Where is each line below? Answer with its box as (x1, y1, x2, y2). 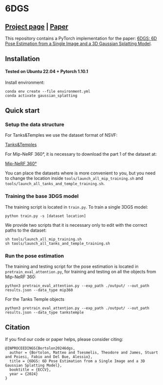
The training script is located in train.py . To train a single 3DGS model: (5, 204, 148, 210)
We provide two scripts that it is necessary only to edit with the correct (5, 222, 147, 228)
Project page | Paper (5, 23, 68, 31)
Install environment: (5, 79, 45, 85)
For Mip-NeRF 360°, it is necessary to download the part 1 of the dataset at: (5, 151, 157, 157)
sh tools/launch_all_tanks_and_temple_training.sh (5, 241, 110, 246)
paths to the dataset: (5, 227, 47, 233)
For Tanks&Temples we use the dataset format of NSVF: (5, 132, 118, 138)
